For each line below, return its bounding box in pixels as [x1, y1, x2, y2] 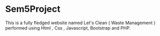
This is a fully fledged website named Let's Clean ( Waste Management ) [5, 20, 156, 26]
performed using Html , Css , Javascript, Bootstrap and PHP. [5, 25, 131, 31]
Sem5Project [5, 3, 61, 15]
